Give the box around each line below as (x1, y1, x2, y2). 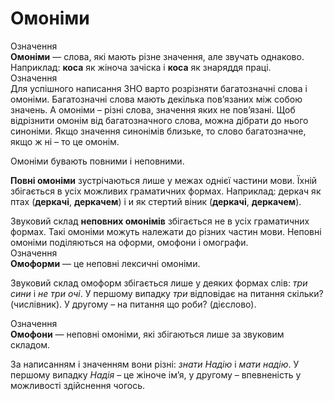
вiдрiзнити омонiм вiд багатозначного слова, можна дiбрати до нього (10, 114, 309, 126)
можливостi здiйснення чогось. (10, 379, 146, 391)
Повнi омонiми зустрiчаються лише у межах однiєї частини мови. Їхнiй (10, 174, 318, 186)
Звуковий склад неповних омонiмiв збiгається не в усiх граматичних (10, 215, 310, 227)
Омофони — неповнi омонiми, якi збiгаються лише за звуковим (10, 328, 285, 340)
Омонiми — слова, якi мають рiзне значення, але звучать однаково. (10, 50, 305, 62)
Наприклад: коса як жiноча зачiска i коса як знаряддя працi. (10, 61, 272, 73)
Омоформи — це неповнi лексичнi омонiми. (10, 257, 201, 269)
